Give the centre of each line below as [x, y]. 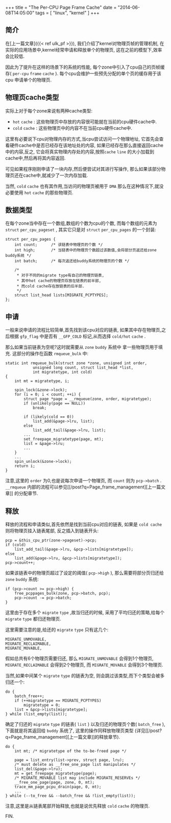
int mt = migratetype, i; [42, 381]
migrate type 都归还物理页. [33, 619]
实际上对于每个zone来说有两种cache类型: [49, 111]
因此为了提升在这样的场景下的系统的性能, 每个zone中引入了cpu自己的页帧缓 [85, 67]
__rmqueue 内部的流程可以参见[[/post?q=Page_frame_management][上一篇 [83, 487]
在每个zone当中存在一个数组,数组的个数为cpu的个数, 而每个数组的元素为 [81, 223]
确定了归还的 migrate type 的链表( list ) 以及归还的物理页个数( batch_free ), [85, 724]
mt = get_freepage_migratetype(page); [56, 773]
